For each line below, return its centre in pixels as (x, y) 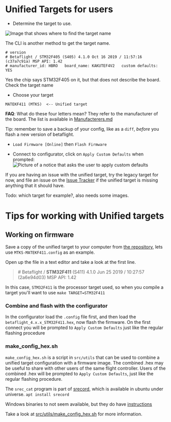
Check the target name (29, 85)
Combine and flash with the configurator (56, 306)
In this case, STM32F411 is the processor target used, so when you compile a (84, 287)
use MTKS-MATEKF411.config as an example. (50, 252)
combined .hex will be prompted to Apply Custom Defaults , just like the (79, 373)
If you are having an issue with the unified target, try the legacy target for (82, 174)
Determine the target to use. (42, 23)
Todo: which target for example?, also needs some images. (67, 195)
